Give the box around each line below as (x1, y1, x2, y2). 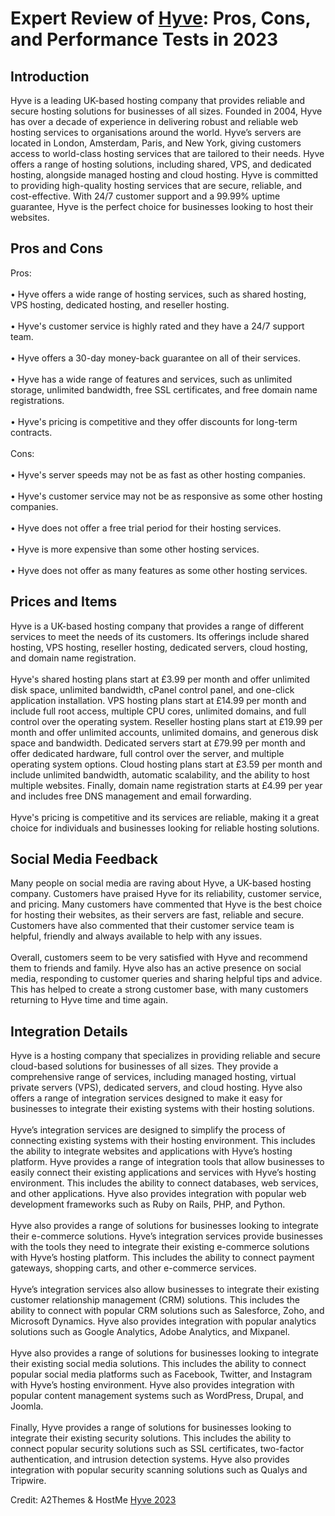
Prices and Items (10, 593, 118, 611)
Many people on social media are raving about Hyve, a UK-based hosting (10, 877, 312, 889)
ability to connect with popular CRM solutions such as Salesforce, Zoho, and (10, 1305, 325, 1317)
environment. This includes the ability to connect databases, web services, (10, 1177, 319, 1189)
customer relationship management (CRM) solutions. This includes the (10, 1294, 300, 1306)
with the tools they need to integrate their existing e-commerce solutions (10, 1241, 310, 1253)
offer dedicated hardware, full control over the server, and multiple (10, 747, 285, 759)
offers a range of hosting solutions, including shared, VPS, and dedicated (10, 158, 312, 170)
